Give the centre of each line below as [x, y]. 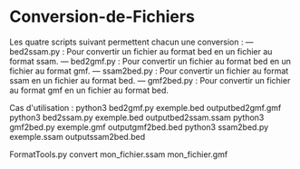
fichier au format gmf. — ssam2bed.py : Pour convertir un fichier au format [149, 71]
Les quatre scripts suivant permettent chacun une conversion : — [131, 42]
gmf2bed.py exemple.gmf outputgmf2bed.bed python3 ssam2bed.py [139, 127]
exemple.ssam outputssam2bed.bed [77, 136]
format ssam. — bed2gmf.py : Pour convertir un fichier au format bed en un [150, 61]
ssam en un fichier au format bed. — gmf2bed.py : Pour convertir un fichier [150, 80]
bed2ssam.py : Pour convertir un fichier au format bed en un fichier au [141, 51]
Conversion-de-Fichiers [102, 17]
